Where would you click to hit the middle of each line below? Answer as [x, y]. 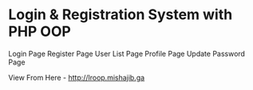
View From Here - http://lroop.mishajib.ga [77, 77]
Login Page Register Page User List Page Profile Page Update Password [127, 53]
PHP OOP [40, 31]
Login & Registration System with [121, 15]
